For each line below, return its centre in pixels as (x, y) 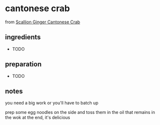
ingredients (23, 37)
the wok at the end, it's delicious (38, 118)
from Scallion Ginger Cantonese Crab (43, 22)
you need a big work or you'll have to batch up (52, 103)
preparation (23, 64)
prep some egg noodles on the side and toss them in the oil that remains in (80, 112)
